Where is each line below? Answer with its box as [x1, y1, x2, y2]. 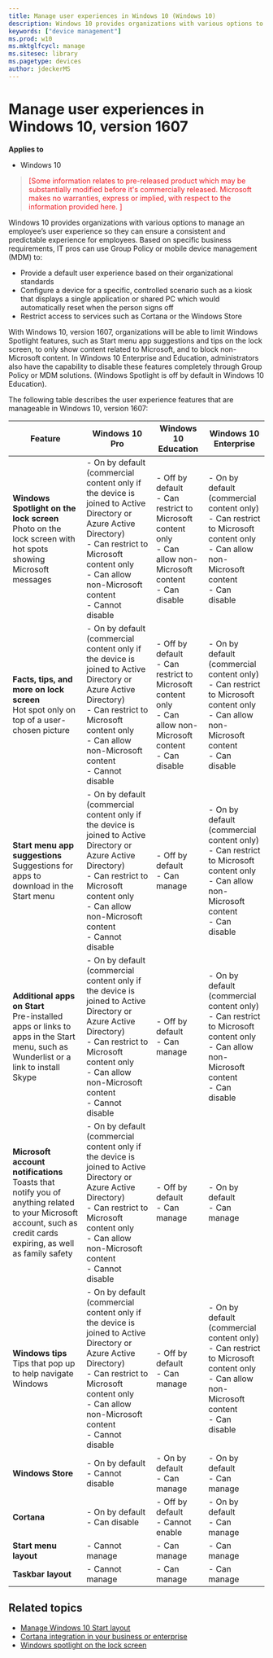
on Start [12, 1000, 45, 1011]
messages [12, 573, 52, 585]
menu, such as [12, 1041, 69, 1052]
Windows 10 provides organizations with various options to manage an [8, 217, 245, 227]
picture [42, 724, 71, 735]
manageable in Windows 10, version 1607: [8, 403, 149, 413]
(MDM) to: [8, 252, 43, 261]
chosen [12, 724, 41, 735]
